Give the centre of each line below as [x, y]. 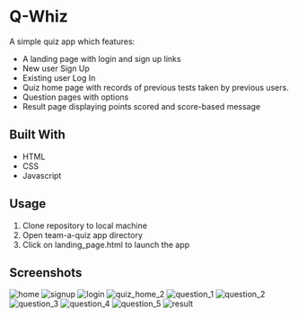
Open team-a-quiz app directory [83, 234]
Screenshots [46, 273]
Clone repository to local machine [85, 225]
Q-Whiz [39, 17]
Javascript [42, 175]
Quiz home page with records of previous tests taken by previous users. [155, 87]
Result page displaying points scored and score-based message [141, 106]
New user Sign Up [56, 68]
